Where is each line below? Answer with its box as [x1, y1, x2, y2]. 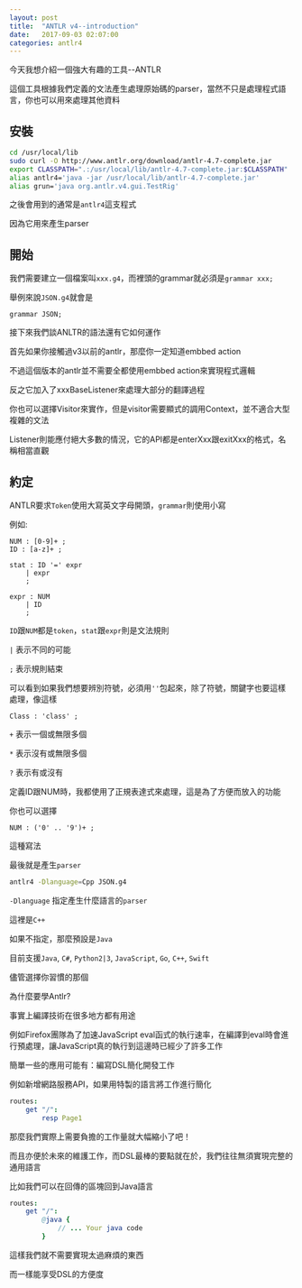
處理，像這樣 [9, 694, 57, 704]
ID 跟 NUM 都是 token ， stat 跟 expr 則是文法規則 [9, 625, 169, 636]
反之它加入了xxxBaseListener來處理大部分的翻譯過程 [9, 384, 206, 395]
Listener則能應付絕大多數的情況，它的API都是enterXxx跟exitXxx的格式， [9, 434, 279, 445]
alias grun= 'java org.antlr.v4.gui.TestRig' [9, 181, 179, 190]
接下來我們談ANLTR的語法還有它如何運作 [9, 327, 161, 338]
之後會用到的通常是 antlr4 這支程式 [9, 199, 137, 210]
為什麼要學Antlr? [9, 990, 71, 1001]
